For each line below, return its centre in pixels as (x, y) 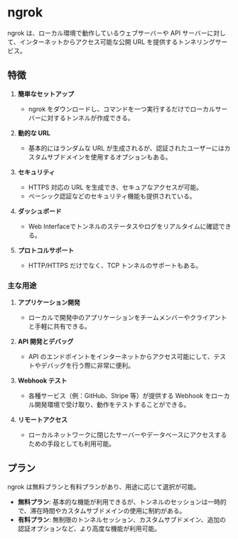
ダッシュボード (39, 211)
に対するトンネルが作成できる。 (88, 117)
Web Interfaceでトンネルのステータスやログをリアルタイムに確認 (123, 226)
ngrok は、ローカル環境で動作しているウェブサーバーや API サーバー (107, 33)
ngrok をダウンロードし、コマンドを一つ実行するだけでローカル (121, 109)
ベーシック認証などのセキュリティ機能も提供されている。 (112, 196)
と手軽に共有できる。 (59, 326)
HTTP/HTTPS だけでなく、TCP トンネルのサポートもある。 (115, 265)
